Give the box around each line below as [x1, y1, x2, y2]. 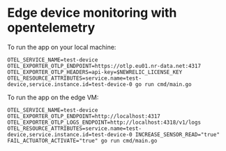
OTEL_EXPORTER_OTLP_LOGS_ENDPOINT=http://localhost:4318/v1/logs [7, 119, 201, 126]
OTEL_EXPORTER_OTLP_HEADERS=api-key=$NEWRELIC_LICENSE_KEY [7, 69, 183, 75]
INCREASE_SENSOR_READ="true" [135, 131, 220, 138]
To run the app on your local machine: [7, 43, 116, 51]
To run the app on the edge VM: [7, 93, 99, 101]
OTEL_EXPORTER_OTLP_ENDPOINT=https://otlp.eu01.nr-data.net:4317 [7, 62, 201, 69]
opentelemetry [7, 20, 96, 36]
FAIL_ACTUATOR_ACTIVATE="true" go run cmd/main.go [7, 137, 158, 144]
